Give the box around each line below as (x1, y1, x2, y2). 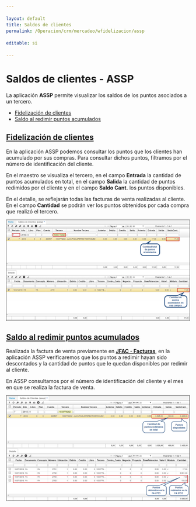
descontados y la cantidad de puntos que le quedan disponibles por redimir (6, 360, 188, 367)
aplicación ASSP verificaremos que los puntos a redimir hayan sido (6, 354, 167, 361)
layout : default (6, 15, 45, 22)
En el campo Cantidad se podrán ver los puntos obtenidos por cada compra (6, 202, 190, 209)
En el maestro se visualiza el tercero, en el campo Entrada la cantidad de (6, 171, 182, 178)
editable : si (6, 40, 38, 46)
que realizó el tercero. (6, 208, 59, 215)
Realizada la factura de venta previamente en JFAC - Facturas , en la (6, 348, 170, 355)
